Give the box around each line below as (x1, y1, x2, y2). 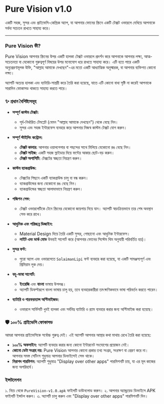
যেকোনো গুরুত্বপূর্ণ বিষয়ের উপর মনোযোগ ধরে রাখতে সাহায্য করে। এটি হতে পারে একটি (22, 59, 140, 65)
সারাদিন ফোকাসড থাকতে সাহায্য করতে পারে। (5, 85, 68, 91)
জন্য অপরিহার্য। (12, 364, 34, 370)
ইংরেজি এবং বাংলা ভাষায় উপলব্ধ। (19, 281, 66, 287)
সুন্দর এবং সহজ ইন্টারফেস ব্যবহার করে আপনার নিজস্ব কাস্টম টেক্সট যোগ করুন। (19, 124, 127, 131)
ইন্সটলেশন (5, 377, 21, 383)
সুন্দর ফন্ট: (12, 246, 27, 252)
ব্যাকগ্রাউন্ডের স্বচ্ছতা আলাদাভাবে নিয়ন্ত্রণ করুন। (19, 186, 83, 192)
